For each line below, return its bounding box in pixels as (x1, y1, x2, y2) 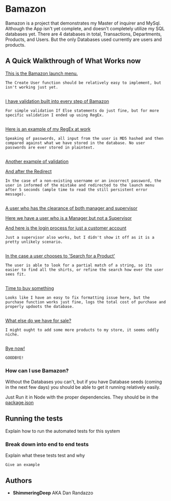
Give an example (5, 462, 40, 468)
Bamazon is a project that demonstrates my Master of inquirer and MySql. (5, 20, 161, 26)
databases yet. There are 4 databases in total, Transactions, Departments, (5, 31, 162, 37)
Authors (5, 476, 32, 485)
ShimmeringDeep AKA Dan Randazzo (12, 490, 94, 496)
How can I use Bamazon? (5, 367, 69, 374)
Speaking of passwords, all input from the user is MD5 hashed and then (5, 136, 164, 141)
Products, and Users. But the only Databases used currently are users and (5, 36, 162, 43)
